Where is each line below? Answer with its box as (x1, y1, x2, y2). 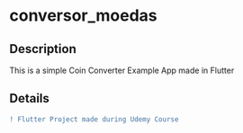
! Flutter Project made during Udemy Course (9, 114, 179, 124)
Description (9, 41, 76, 57)
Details (9, 91, 49, 106)
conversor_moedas (9, 5, 157, 26)
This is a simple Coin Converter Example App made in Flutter (9, 65, 235, 75)
